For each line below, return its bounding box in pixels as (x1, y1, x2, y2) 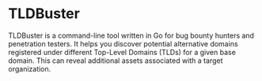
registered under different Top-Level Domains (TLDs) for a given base (8, 47, 236, 57)
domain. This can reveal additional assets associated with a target (8, 56, 223, 65)
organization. (8, 64, 51, 73)
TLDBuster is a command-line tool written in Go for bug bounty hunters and (8, 31, 255, 40)
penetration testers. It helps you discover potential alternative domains (8, 39, 239, 48)
